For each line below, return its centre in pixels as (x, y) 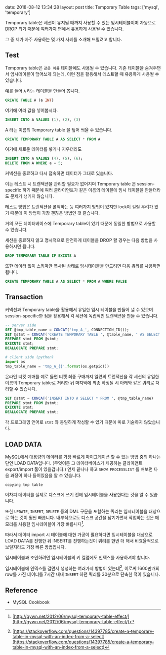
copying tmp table (24, 485)
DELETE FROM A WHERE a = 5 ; (34, 163)
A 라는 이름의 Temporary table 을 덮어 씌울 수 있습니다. (59, 130)
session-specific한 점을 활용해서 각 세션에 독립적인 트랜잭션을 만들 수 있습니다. (82, 316)
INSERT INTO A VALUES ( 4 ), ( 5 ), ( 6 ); (44, 159)
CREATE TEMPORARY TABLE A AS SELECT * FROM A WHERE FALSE (66, 282)
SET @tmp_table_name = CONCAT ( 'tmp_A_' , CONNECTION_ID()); (67, 330)
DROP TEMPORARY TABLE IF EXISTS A (41, 256)
